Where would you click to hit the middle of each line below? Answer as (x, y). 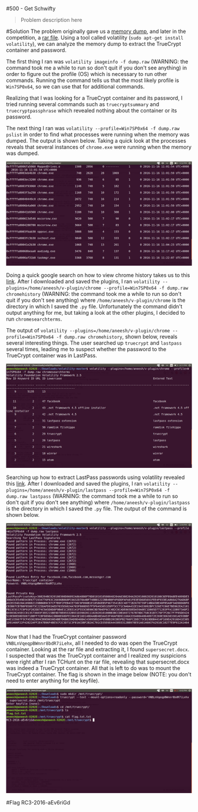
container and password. (36, 50)
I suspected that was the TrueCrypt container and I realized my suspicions (96, 656)
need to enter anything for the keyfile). (53, 681)
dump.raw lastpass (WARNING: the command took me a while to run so (92, 496)
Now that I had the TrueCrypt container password (66, 637)
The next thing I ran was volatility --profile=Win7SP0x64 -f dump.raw (93, 128)
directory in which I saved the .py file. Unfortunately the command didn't (94, 306)
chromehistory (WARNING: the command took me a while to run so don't (94, 294)
